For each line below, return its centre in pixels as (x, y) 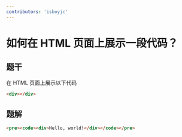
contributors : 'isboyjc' (37, 12)
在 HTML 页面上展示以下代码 (41, 83)
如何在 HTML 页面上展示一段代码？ (92, 43)
